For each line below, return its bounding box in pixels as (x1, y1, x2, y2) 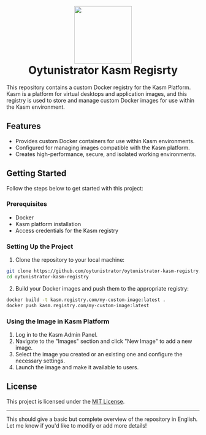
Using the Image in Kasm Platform (6, 317, 110, 326)
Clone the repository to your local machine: (15, 256, 124, 264)
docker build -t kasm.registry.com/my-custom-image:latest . (6, 297, 166, 303)
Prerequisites (6, 200, 47, 208)
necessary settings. (15, 357, 66, 364)
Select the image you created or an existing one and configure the (15, 350, 183, 358)
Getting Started (6, 168, 67, 179)
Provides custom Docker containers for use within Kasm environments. (15, 137, 195, 144)
